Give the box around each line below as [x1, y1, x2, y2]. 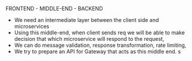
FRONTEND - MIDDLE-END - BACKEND [5, 5, 103, 12]
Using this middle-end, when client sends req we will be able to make [14, 29, 185, 36]
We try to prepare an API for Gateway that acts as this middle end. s [14, 48, 181, 55]
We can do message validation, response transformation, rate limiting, [14, 41, 187, 49]
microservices [14, 23, 49, 30]
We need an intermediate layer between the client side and [14, 17, 159, 23]
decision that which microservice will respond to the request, [14, 36, 165, 42]
